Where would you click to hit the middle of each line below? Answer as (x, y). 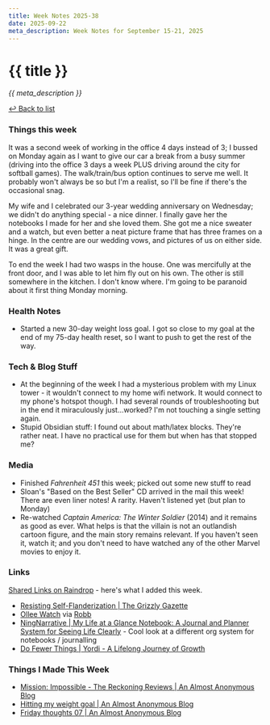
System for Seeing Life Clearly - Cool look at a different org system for (137, 631)
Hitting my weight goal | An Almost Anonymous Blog (107, 704)
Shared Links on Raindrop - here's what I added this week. (106, 589)
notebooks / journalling (58, 639)
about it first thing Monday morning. (68, 290)
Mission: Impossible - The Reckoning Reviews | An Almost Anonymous (137, 687)
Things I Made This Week (59, 669)
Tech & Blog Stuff (43, 367)
